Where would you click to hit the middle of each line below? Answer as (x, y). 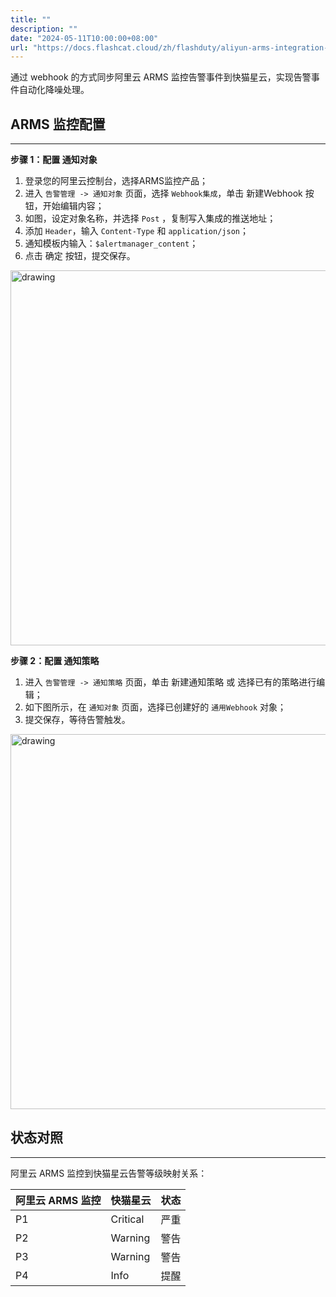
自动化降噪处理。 (54, 90)
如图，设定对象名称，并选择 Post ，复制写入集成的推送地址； (150, 218)
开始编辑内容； (73, 206)
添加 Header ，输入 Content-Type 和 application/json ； (136, 231)
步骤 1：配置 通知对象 (54, 160)
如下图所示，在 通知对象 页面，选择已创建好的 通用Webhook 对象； (155, 707)
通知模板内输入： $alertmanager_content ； (111, 243)
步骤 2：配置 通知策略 (55, 661)
